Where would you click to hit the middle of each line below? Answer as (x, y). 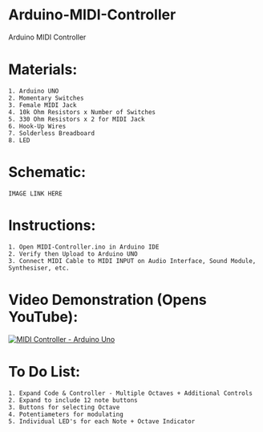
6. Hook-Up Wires (37, 126)
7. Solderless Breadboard (51, 133)
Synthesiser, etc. (39, 268)
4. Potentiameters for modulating (66, 414)
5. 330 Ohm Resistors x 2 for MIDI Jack (77, 119)
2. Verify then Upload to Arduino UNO (73, 254)
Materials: (43, 70)
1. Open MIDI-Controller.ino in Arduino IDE (84, 247)
